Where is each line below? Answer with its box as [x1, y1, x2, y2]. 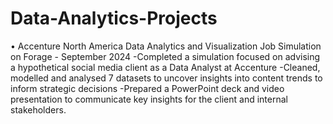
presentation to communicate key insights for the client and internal [10, 93, 288, 105]
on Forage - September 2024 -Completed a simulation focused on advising [10, 50, 321, 62]
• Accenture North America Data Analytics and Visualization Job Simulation [10, 40, 322, 52]
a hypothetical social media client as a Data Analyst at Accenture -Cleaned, [10, 61, 321, 73]
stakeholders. [10, 103, 67, 116]
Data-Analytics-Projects [10, 7, 218, 30]
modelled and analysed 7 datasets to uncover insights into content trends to [10, 72, 323, 84]
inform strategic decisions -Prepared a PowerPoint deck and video [10, 82, 285, 94]
